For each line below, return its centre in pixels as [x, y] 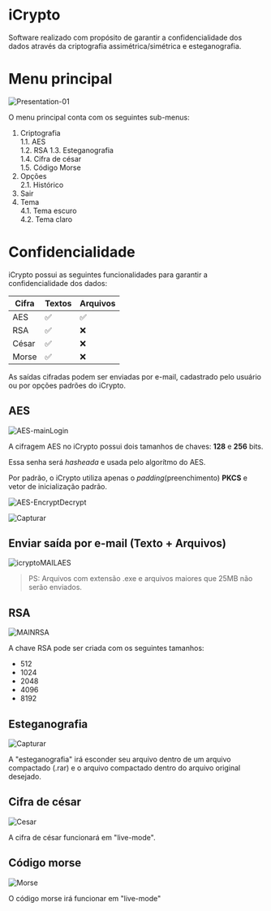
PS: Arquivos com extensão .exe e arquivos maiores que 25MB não [140, 579]
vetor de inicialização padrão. [58, 486]
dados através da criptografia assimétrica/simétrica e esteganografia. [125, 46]
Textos [58, 303]
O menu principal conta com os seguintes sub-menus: [99, 117]
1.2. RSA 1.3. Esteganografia [67, 150]
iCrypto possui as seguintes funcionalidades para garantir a [108, 275]
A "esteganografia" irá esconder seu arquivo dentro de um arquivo [120, 759]
